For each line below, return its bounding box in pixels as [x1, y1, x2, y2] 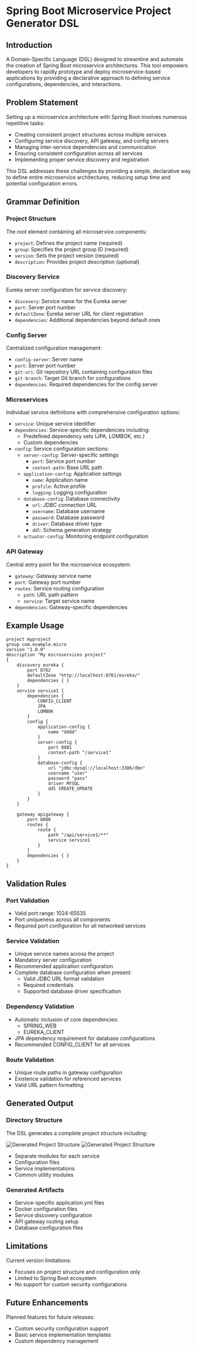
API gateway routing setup [14, 1218, 79, 1225]
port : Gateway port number [14, 578, 81, 586]
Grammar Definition [6, 197, 80, 207]
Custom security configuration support [14, 1325, 109, 1332]
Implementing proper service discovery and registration [14, 156, 150, 163]
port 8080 [27, 816, 51, 822]
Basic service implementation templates [14, 1331, 111, 1338]
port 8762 [27, 667, 51, 673]
